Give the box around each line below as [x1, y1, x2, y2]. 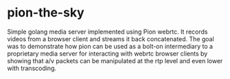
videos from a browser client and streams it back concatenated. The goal [7, 34, 214, 43]
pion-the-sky [7, 5, 84, 21]
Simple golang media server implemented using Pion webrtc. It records [7, 27, 208, 36]
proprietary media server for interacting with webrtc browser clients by [7, 49, 208, 58]
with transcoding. [7, 64, 57, 72]
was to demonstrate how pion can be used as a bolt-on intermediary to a [7, 42, 214, 50]
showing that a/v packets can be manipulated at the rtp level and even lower [7, 56, 223, 65]
